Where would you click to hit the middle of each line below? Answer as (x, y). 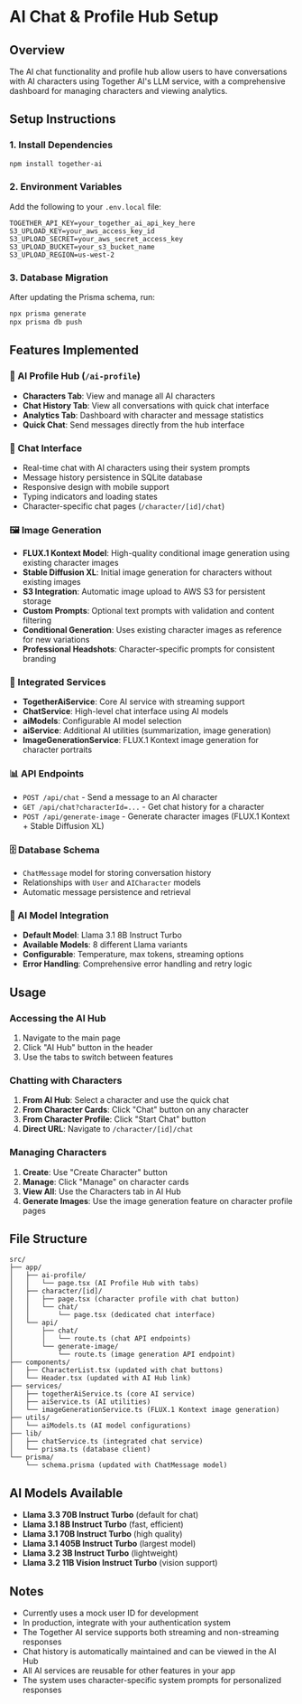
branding (39, 659)
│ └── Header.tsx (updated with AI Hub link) (101, 1379)
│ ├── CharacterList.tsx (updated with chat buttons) (116, 1370)
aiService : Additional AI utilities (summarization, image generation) (147, 730)
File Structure (48, 1239)
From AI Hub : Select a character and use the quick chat (126, 1100)
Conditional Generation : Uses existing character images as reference (152, 630)
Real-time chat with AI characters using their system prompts (136, 467)
